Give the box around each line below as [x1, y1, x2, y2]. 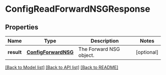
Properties [5, 23, 39, 31]
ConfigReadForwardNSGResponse [5, 3, 151, 15]
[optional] [135, 49, 159, 55]
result [7, 49, 22, 55]
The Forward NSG [78, 46, 120, 52]
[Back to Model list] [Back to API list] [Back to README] [5, 65, 119, 70]
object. [78, 52, 95, 58]
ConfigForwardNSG [26, 49, 74, 55]
